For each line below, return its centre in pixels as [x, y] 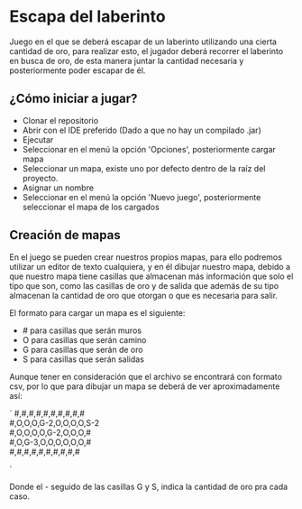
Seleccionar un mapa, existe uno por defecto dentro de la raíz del [144, 168]
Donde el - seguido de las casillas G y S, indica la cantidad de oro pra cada [149, 486]
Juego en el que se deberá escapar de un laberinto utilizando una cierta [143, 42]
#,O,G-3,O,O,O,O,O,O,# [50, 442]
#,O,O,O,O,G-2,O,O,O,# [50, 432]
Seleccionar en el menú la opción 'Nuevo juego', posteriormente [142, 197]
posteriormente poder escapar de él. [78, 70]
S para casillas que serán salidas [83, 359]
